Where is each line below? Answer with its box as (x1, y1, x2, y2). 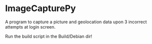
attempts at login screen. (5, 24, 56, 29)
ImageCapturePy (5, 3, 76, 14)
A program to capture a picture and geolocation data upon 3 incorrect (5, 19, 147, 25)
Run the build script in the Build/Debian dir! (5, 33, 92, 39)
